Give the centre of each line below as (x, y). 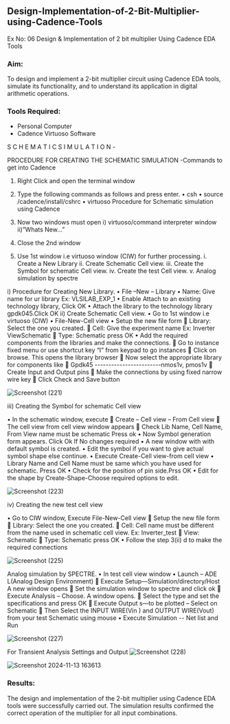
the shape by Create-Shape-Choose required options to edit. (93, 478)
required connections (37, 548)
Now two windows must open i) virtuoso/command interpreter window (117, 223)
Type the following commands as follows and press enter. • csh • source (120, 194)
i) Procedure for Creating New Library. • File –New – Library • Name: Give (111, 291)
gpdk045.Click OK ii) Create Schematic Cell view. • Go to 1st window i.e (108, 313)
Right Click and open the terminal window (76, 181)
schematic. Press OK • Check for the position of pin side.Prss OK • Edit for (113, 470)
